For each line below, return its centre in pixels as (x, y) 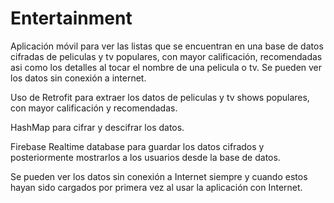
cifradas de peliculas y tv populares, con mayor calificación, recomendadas (166, 56)
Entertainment (71, 18)
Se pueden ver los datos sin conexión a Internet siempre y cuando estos (159, 176)
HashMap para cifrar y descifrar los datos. (97, 127)
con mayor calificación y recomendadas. (94, 108)
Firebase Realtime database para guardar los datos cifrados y (137, 146)
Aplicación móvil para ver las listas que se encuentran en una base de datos (167, 46)
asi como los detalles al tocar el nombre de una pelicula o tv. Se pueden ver (166, 67)
